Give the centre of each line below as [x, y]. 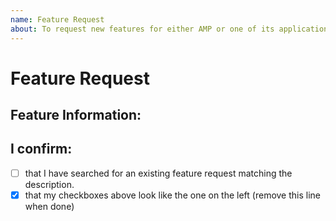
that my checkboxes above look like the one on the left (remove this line [173, 195]
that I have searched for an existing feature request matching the [158, 173]
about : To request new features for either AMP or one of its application [169, 29]
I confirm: [41, 149]
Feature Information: [76, 115]
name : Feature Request [57, 19]
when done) [49, 207]
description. [49, 184]
